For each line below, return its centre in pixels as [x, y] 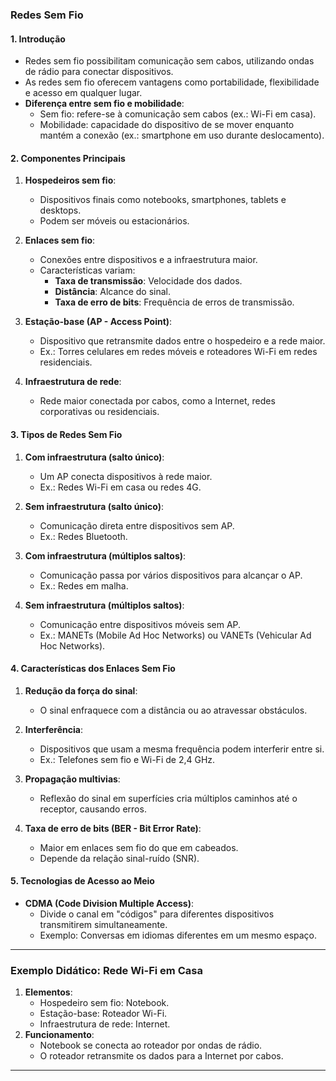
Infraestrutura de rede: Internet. [105, 1024]
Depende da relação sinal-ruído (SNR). [119, 858]
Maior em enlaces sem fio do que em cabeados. [139, 847]
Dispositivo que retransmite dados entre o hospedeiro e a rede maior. [182, 341]
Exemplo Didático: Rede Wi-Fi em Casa [106, 970]
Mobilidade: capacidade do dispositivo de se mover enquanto [167, 125]
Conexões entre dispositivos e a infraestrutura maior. [148, 260]
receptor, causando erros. [93, 809]
